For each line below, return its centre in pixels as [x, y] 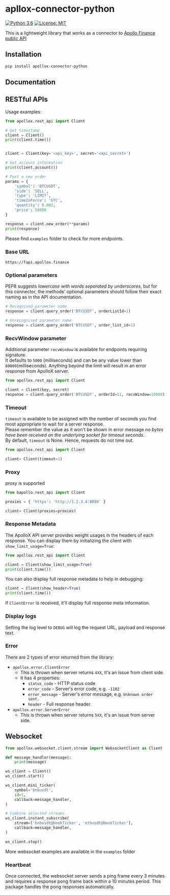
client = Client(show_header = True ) [43, 588]
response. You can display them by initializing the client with [68, 540]
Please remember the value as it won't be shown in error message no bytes [84, 429]
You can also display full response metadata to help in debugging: [75, 579]
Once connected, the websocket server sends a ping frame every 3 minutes [85, 876]
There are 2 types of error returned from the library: [60, 657]
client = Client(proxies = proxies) [41, 511]
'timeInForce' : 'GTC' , [38, 201]
